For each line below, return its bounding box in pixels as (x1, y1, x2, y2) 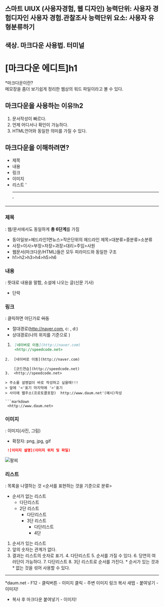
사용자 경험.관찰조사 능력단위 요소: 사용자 (30, 14, 147, 22)
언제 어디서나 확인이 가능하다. (12, 121, 69, 127)
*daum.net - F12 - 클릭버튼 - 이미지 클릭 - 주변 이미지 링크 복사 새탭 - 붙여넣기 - (5, 580, 159, 586)
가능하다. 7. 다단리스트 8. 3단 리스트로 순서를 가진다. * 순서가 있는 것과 (25, 559, 159, 565)
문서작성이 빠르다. (12, 116, 46, 121)
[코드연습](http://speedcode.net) (14, 366, 80, 371)
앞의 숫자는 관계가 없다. (12, 547, 57, 553)
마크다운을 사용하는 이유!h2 (5, 102, 83, 110)
